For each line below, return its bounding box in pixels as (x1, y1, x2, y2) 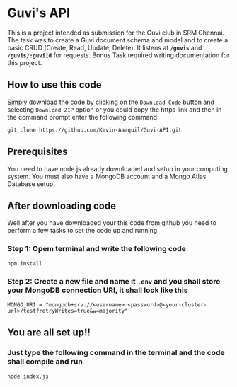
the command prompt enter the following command (7, 112, 158, 121)
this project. (7, 58, 42, 67)
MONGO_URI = (7, 301, 42, 308)
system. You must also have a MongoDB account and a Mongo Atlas (7, 172, 207, 180)
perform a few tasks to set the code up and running (7, 226, 158, 235)
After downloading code (7, 200, 117, 212)
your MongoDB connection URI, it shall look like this (7, 285, 188, 295)
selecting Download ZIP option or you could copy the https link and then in (7, 105, 222, 114)
